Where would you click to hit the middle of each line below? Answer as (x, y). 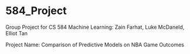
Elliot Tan (16, 33)
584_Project (36, 11)
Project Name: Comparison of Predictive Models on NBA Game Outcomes (95, 45)
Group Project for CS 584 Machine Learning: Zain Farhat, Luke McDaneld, (95, 27)
